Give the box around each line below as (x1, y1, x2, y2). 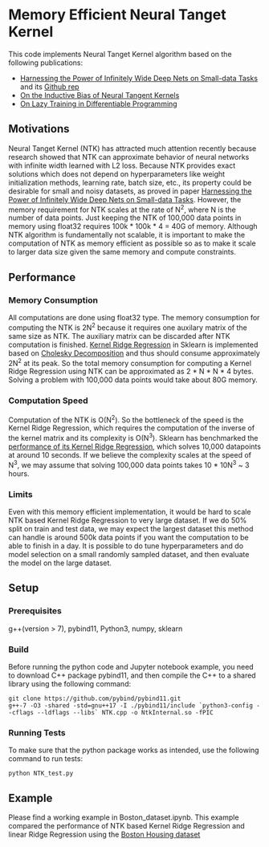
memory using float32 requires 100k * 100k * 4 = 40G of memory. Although (8, 222, 259, 231)
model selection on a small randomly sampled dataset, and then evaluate (8, 549, 250, 559)
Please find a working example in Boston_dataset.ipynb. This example (8, 812, 239, 822)
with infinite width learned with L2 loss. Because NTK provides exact (8, 161, 236, 170)
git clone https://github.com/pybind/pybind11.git (8, 694, 181, 702)
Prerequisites (8, 605, 62, 617)
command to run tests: (8, 754, 83, 764)
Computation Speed (8, 395, 88, 406)
